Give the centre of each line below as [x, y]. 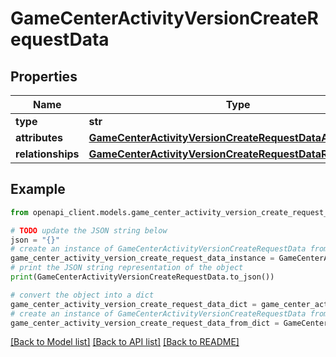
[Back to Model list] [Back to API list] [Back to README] [125, 342]
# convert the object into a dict [82, 295]
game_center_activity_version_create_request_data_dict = [133, 304]
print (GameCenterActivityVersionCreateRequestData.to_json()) [142, 277]
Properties [44, 76]
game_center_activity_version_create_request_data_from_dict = [145, 323]
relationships [47, 154]
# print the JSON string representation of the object [127, 268]
